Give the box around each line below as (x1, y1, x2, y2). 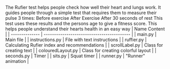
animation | (5, 58, 29, 64)
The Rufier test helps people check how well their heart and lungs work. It (5, 5, 161, 10)
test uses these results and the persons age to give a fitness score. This (5, 20, 157, 26)
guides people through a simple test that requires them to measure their (5, 10, 157, 16)
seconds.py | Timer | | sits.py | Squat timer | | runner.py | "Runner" (5, 53, 145, 59)
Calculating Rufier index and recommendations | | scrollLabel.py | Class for (5, 42, 163, 48)
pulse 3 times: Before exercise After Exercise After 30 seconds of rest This (5, 15, 163, 21)
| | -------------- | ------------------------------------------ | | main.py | (5, 31, 157, 37)
